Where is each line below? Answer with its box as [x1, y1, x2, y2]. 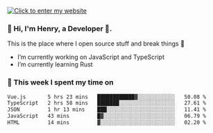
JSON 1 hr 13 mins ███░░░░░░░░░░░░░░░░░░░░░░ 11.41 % [7, 106, 207, 114]
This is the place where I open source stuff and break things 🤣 [7, 39, 185, 48]
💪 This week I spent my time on [7, 78, 114, 87]
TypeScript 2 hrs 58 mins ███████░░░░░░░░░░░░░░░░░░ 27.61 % [7, 100, 207, 107]
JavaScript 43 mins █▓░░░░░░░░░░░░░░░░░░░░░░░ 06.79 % [7, 113, 207, 120]
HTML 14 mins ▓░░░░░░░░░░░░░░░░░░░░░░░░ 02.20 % [7, 119, 207, 126]
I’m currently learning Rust [17, 60, 93, 69]
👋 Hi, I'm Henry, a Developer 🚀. [7, 24, 112, 33]
